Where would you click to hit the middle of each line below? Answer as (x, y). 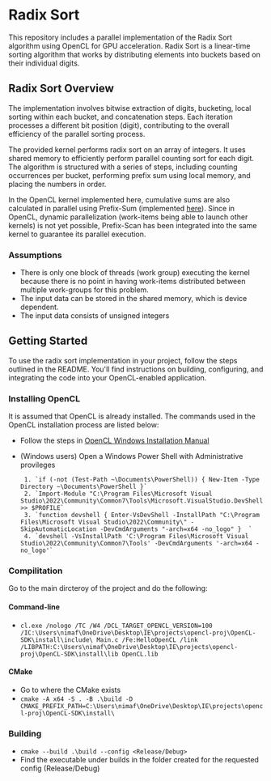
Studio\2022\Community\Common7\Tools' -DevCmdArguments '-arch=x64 (136, 544)
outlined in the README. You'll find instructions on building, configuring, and (136, 369)
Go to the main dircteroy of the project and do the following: (108, 588)
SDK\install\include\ (56, 640)
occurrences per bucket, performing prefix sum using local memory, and (129, 175)
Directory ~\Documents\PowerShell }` (84, 487)
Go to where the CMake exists (70, 690)
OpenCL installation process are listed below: (84, 425)
